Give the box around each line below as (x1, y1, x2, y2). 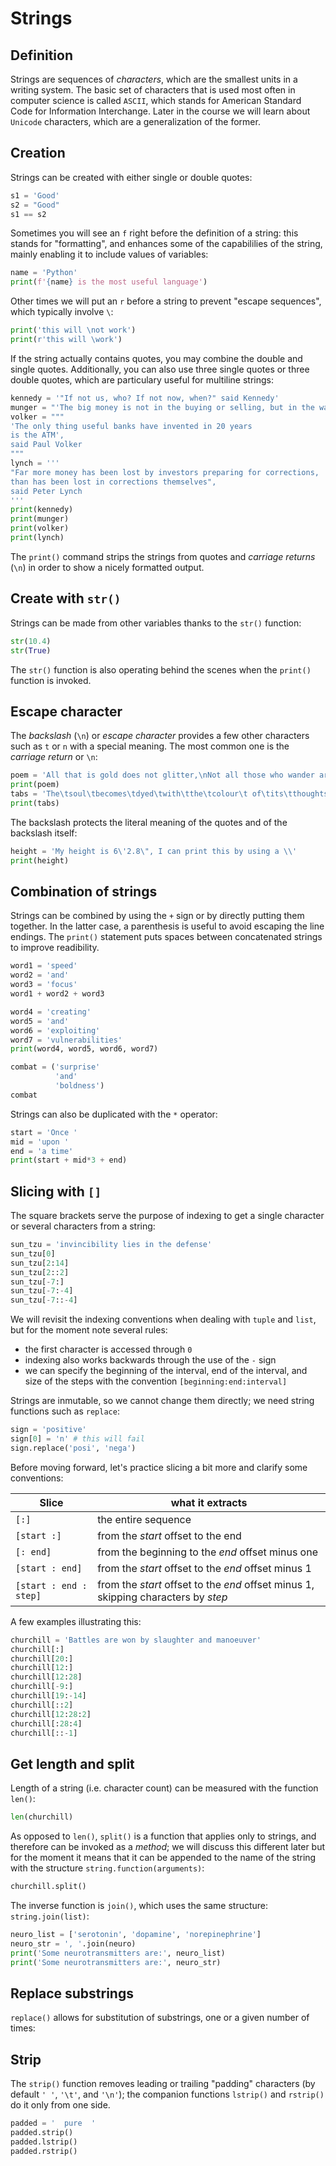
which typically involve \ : (10, 306, 114, 318)
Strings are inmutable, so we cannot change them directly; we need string (10, 1395, 315, 1407)
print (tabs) (10, 798, 60, 808)
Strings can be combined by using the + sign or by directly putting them (10, 910, 305, 922)
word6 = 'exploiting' (10, 1025, 101, 1036)
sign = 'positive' (10, 1425, 87, 1435)
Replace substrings (10, 1985, 134, 2002)
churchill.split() (10, 1882, 87, 1892)
